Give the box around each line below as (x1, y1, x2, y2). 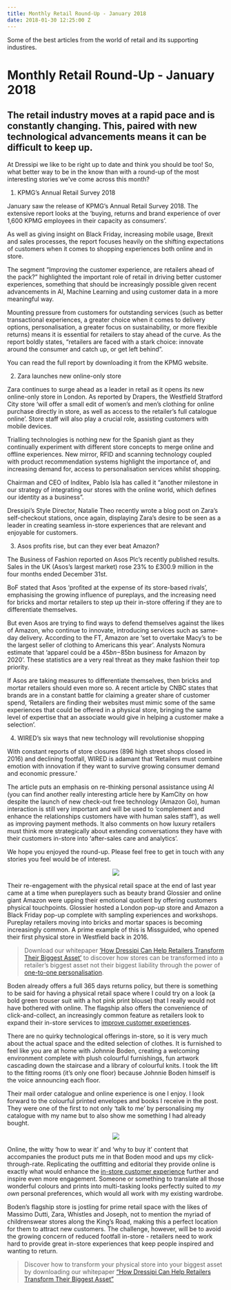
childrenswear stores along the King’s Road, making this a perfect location (7, 1217, 219, 1226)
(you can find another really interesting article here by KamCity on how (7, 790, 208, 798)
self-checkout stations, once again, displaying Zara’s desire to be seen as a (7, 514, 221, 522)
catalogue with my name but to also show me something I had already (7, 1111, 206, 1120)
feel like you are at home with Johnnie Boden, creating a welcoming (7, 1046, 200, 1055)
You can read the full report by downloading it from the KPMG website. (7, 358, 208, 367)
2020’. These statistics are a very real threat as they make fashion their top (7, 655, 220, 664)
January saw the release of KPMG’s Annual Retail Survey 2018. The (7, 201, 199, 210)
